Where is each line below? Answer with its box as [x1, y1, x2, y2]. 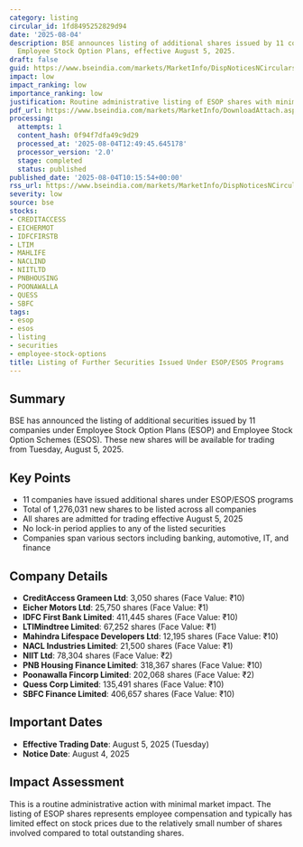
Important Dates [9, 715, 103, 730]
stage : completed [17, 155, 83, 165]
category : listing [9, 13, 78, 23]
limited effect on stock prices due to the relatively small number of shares [9, 817, 282, 828]
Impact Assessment [9, 775, 124, 790]
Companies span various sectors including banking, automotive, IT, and [22, 532, 289, 543]
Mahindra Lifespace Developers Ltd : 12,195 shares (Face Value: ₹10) [22, 630, 280, 642]
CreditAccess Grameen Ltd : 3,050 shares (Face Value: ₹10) [22, 592, 245, 603]
